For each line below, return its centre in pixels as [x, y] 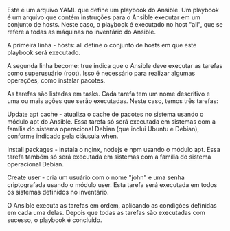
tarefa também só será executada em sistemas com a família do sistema [109, 157]
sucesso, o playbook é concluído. [55, 220]
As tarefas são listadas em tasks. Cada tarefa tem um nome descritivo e [109, 93]
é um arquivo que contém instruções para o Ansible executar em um [104, 17]
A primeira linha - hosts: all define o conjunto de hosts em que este [102, 45]
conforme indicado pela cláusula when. [63, 136]
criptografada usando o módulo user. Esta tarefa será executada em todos [112, 185]
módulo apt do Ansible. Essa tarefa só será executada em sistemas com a [112, 122]
